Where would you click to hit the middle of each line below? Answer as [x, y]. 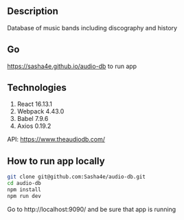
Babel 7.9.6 [33, 119]
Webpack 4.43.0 [41, 111]
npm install [24, 190]
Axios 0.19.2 [34, 126]
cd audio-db [24, 184]
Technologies [37, 88]
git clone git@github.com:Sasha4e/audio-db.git [77, 177]
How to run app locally [56, 161]
